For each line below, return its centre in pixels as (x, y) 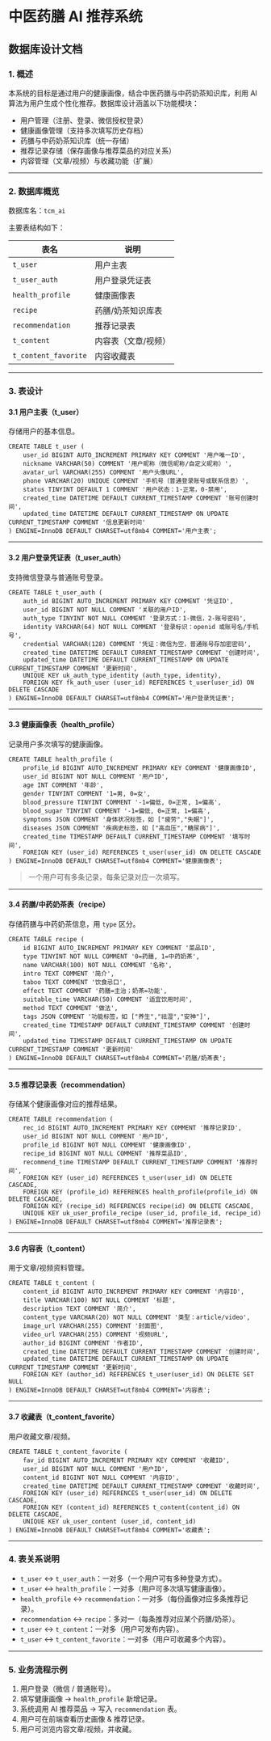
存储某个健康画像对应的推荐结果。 (65, 1104)
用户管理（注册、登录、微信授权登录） (83, 120)
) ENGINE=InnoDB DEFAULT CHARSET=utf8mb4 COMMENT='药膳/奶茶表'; (117, 1058)
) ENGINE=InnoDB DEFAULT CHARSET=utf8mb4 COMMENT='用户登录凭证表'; (122, 698)
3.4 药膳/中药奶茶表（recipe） (59, 904)
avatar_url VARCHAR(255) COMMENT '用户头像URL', (104, 473)
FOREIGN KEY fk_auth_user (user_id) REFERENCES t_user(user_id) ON (138, 682)
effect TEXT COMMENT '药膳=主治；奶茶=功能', (95, 991)
